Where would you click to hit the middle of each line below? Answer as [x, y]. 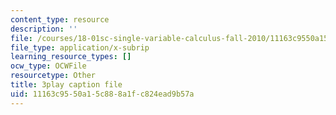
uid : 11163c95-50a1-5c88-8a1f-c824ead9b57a [102, 94]
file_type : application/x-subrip [80, 47]
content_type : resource [60, 19]
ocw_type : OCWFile [48, 66]
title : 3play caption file [66, 85]
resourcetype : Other [53, 76]
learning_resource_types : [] [71, 57]
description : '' [44, 29]
